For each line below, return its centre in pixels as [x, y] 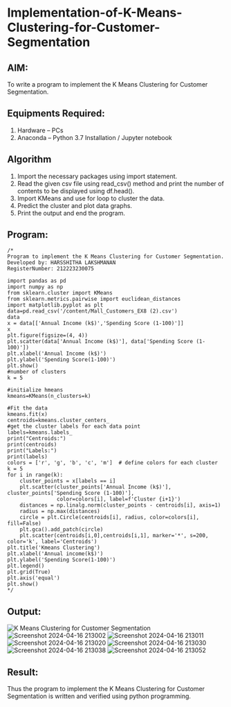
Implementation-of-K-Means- [95, 13]
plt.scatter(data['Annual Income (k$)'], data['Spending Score [100, 342]
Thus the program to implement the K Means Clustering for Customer [106, 689]
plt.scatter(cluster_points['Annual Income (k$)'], [95, 487]
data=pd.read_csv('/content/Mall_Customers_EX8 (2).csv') [92, 311]
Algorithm [29, 160]
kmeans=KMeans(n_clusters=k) [49, 396]
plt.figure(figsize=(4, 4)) [48, 335]
